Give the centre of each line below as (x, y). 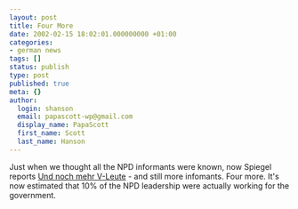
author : (24, 100)
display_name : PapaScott (63, 125)
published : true (39, 84)
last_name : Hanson (52, 141)
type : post (29, 76)
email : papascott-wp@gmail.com (75, 117)
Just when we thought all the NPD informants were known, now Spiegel (141, 166)
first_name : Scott (52, 133)
